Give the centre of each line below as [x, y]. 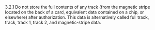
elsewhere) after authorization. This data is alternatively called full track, [77, 17]
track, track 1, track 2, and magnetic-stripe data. [53, 22]
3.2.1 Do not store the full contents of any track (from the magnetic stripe [77, 7]
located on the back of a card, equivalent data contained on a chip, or [75, 12]
